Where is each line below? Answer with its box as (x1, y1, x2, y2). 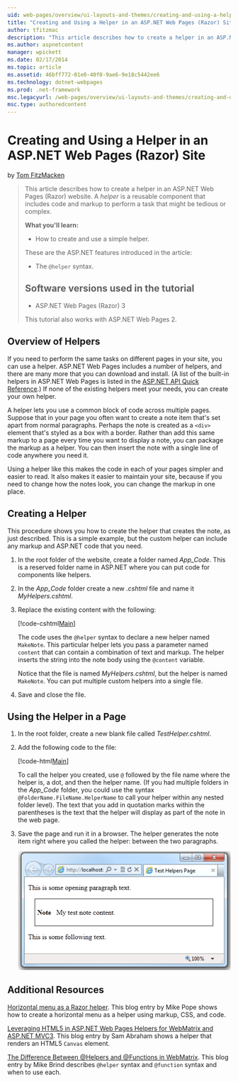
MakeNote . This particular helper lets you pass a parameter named (17, 640, 209, 649)
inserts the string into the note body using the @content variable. (17, 655, 205, 664)
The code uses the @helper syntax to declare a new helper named (17, 632, 210, 641)
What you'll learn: (24, 221, 79, 229)
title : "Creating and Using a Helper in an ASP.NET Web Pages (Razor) (7, 18, 220, 26)
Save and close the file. (17, 690, 86, 699)
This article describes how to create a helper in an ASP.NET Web (24, 185, 215, 193)
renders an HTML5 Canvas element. (7, 1039, 110, 1047)
